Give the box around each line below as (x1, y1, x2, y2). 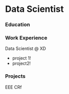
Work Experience (5, 35, 48, 42)
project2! (12, 60, 31, 66)
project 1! (12, 55, 31, 61)
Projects (5, 73, 26, 80)
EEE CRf (5, 84, 22, 90)
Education (5, 21, 31, 28)
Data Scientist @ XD (5, 46, 46, 51)
